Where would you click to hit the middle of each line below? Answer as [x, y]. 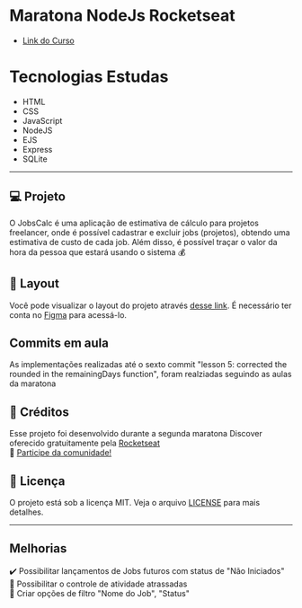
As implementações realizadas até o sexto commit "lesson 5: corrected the [148, 365]
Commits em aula [59, 343]
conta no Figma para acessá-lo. [68, 314]
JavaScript [42, 120]
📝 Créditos [39, 412]
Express [37, 149]
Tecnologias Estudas [89, 77]
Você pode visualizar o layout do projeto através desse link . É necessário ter [151, 305]
